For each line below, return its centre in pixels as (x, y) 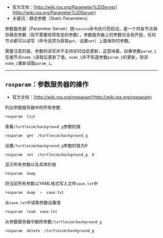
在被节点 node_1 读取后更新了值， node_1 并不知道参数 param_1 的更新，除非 (77, 57)
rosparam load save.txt (31, 212)
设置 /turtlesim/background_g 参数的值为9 (46, 145)
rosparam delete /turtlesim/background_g (50, 231)
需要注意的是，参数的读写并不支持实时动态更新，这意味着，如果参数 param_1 (81, 51)
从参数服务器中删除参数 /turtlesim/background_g (53, 222)
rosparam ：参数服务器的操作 (47, 85)
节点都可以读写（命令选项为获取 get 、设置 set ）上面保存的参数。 (69, 41)
